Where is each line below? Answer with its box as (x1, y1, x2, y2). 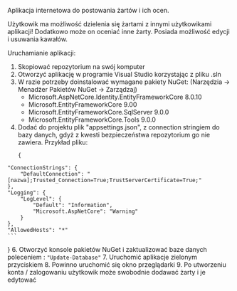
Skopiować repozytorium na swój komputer (17, 63, 145, 70)
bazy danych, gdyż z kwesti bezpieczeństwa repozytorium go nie (17, 131, 211, 139)
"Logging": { (7, 189, 46, 196)
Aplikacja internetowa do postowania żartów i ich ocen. (7, 6, 169, 14)
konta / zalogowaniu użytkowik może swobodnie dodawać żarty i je (7, 268, 206, 276)
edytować (7, 275, 37, 284)
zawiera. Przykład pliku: (17, 138, 88, 147)
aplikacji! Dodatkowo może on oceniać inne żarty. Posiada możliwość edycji (7, 28, 230, 36)
